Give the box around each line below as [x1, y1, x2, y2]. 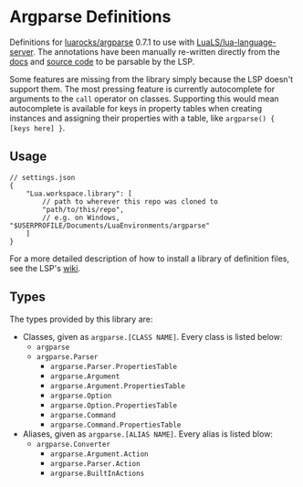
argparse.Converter [36, 439, 111, 449]
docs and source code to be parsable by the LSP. [9, 56, 195, 67]
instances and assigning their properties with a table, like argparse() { [9, 112, 276, 123]
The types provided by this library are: [9, 313, 153, 324]
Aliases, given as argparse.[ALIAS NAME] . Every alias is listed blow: [22, 428, 274, 439]
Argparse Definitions [9, 6, 172, 27]
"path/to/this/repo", [42, 205, 125, 214]
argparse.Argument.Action [49, 450, 149, 459]
